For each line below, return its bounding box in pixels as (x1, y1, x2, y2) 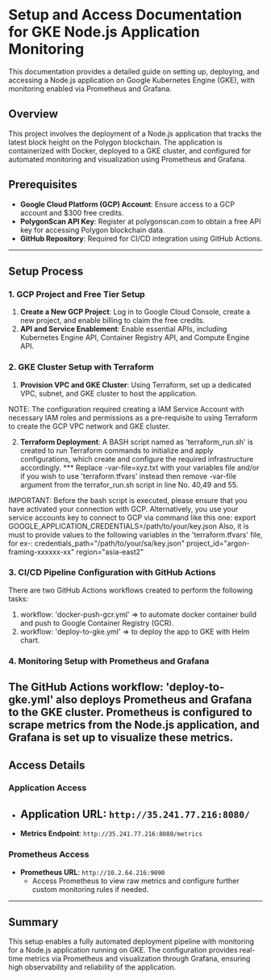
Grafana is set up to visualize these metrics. (8, 731, 234, 744)
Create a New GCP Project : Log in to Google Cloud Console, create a (19, 307, 251, 316)
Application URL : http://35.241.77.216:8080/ (19, 807, 250, 821)
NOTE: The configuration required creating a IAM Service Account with (8, 404, 244, 413)
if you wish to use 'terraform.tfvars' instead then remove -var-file (19, 471, 236, 481)
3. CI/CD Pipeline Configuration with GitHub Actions (8, 567, 216, 578)
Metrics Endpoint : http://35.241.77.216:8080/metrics (19, 829, 203, 839)
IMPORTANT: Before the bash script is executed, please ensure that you (8, 495, 248, 505)
